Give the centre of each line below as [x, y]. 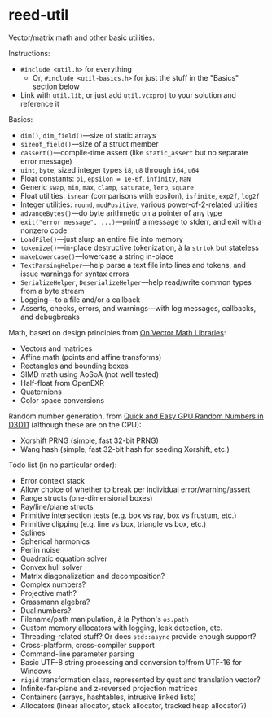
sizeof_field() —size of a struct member [89, 143]
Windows [36, 671]
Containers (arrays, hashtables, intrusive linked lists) [108, 697]
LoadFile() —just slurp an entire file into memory [101, 239]
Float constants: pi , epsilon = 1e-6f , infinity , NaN [105, 178]
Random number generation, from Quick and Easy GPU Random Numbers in [136, 416]
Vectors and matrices [56, 348]
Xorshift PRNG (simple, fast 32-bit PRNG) [89, 440]
